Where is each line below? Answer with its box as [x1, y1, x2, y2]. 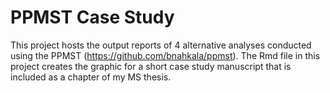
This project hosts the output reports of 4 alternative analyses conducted [10, 39, 312, 51]
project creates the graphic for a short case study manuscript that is [10, 60, 292, 72]
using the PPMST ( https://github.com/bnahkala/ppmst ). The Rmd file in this [10, 49, 321, 61]
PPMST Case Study [10, 6, 175, 29]
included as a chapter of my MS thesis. [10, 71, 172, 83]
